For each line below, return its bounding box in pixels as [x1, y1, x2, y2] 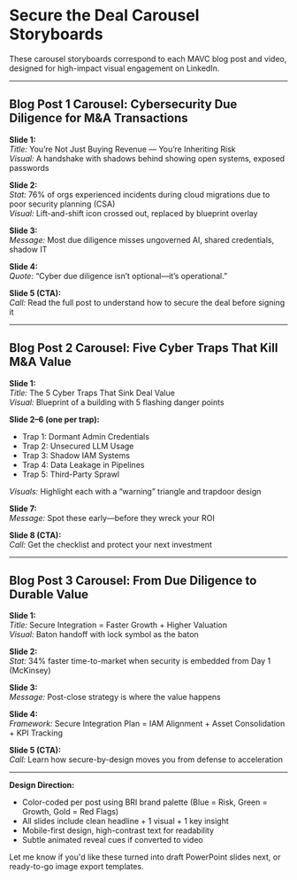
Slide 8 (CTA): [9, 529, 62, 541]
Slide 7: [9, 502, 37, 514]
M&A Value [9, 354, 72, 370]
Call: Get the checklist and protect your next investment [9, 539, 212, 549]
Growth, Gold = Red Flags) [21, 806, 119, 817]
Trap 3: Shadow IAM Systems [21, 449, 131, 461]
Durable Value [9, 587, 89, 602]
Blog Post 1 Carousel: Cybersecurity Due [9, 97, 238, 112]
